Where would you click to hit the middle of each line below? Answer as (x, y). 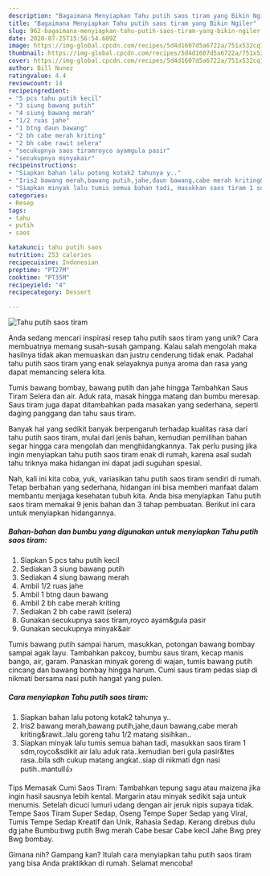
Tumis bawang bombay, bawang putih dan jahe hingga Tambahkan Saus (128, 388)
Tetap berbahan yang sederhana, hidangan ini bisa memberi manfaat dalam (133, 487)
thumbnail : (27, 53)
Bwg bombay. (31, 839)
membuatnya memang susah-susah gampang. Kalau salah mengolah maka (133, 346)
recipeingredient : (39, 91)
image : (19, 46)
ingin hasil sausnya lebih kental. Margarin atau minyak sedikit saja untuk (127, 796)
